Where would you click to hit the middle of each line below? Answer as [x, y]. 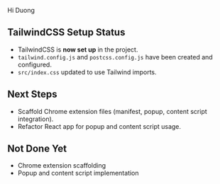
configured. [34, 64]
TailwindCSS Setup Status [66, 32]
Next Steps [32, 94]
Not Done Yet [37, 149]
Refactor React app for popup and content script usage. [99, 126]
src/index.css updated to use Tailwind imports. [87, 72]
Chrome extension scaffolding [62, 166]
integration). [35, 119]
